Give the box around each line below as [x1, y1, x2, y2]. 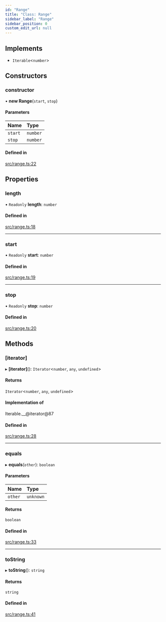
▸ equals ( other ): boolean [5, 462, 55, 467]
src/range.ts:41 [5, 611, 36, 617]
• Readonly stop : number [5, 303, 53, 309]
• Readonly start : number [5, 252, 54, 258]
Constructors [5, 72, 47, 80]
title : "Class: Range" [5, 12, 52, 17]
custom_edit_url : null [5, 26, 52, 31]
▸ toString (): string [5, 567, 45, 573]
